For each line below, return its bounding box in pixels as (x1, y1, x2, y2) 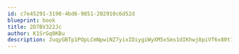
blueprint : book (7, 17, 55, 24)
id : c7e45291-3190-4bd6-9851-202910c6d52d (7, 10, 135, 18)
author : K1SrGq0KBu (7, 29, 65, 37)
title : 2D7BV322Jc (7, 23, 62, 30)
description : (7, 36, 46, 43)
